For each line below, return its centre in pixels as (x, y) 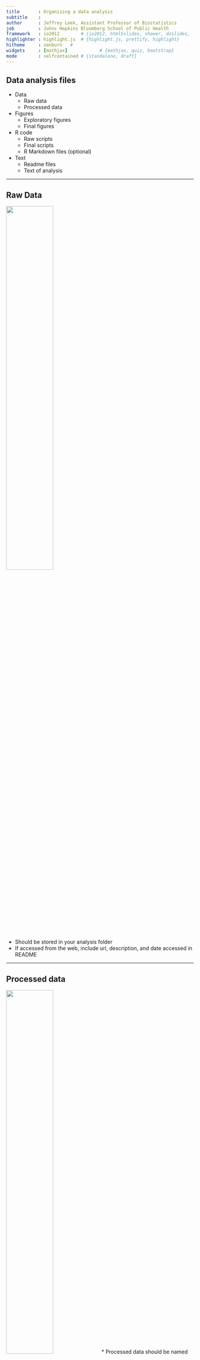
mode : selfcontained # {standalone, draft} (71, 56)
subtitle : (24, 17)
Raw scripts (38, 139)
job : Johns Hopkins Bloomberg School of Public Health (87, 28)
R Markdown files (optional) (57, 152)
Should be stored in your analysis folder (64, 942)
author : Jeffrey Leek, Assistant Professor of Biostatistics (92, 23)
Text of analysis (43, 171)
